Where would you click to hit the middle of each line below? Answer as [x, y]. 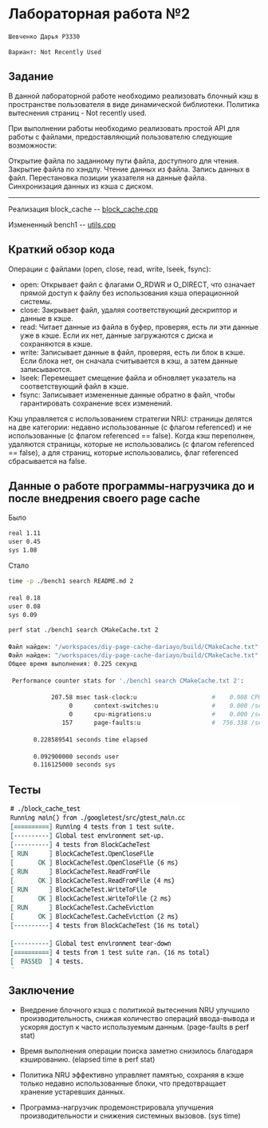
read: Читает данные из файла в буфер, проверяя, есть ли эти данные [139, 327]
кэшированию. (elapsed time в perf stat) [87, 1059]
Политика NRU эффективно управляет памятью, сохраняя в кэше [132, 1075]
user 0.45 [25, 542]
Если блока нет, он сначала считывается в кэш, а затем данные [128, 361]
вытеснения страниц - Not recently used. [78, 113]
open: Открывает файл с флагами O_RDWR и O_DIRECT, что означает [137, 284]
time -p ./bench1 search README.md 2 [71, 581]
